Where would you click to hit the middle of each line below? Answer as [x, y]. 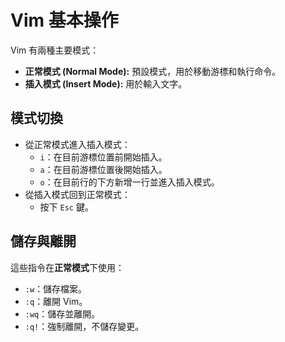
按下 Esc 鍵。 [66, 207]
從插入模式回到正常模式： [77, 194]
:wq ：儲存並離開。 [62, 313]
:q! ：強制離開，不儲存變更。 [84, 326]
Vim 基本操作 [64, 20]
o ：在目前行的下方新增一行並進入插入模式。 [129, 182]
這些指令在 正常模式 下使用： [67, 267]
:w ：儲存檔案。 [56, 288]
